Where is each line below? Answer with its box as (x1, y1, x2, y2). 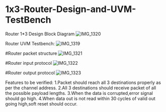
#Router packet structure (5, 50, 57, 56)
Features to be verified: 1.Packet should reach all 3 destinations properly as (5, 79, 161, 85)
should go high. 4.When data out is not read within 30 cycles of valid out (5, 95, 156, 101)
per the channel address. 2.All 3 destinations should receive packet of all (5, 84, 156, 91)
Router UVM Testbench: (5, 40, 55, 46)
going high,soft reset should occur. (5, 100, 78, 106)
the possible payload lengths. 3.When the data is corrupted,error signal (5, 90, 153, 96)
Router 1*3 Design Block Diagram (5, 31, 75, 37)
